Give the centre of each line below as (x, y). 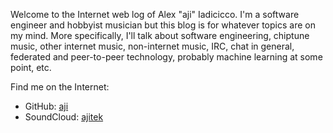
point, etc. (31, 67)
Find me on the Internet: (60, 87)
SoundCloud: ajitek (64, 117)
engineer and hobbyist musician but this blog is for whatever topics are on (163, 25)
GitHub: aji (46, 106)
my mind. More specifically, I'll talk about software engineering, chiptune (160, 35)
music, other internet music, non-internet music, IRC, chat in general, (152, 46)
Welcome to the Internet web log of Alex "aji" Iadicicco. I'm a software (155, 14)
